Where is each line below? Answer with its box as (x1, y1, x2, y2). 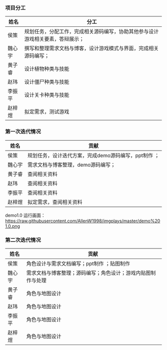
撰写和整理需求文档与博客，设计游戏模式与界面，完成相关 (24, 45, 159, 52)
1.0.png (5, 223, 20, 229)
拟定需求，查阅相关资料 (27, 198, 83, 205)
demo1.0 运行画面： (5, 212, 46, 218)
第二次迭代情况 (5, 236, 41, 243)
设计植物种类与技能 (24, 66, 70, 73)
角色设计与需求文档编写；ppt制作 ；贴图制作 (26, 260, 130, 267)
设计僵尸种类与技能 (24, 79, 70, 86)
